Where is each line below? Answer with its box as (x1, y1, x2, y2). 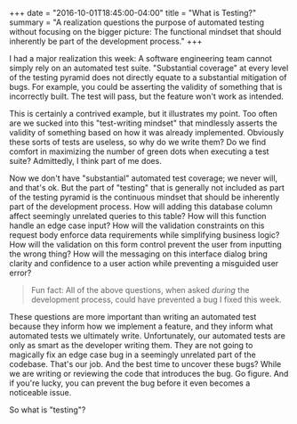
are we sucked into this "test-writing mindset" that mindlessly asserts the (9, 118, 277, 128)
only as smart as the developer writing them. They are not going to (9, 340, 253, 350)
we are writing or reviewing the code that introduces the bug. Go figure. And (9, 369, 289, 379)
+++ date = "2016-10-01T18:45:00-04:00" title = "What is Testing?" (9, 8, 256, 18)
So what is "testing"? (9, 404, 86, 415)
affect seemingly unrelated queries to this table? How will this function (9, 211, 267, 221)
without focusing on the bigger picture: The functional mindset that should (9, 27, 282, 37)
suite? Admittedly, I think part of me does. (9, 156, 162, 166)
